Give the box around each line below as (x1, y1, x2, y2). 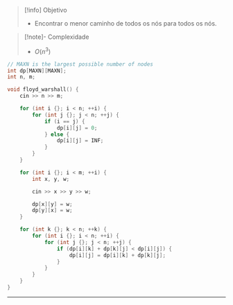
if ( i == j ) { (44, 118, 85, 125)
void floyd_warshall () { (7, 86, 79, 93)
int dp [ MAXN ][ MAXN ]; (7, 67, 67, 74)
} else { (44, 131, 70, 138)
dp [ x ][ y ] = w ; (32, 200, 73, 207)
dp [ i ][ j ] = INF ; (56, 137, 104, 144)
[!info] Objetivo (24, 6, 67, 14)
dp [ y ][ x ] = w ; (32, 207, 73, 214)
